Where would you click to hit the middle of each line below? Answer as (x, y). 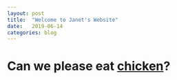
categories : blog (32, 32)
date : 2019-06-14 (35, 26)
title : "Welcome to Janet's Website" (63, 20)
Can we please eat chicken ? (89, 66)
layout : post (26, 13)
